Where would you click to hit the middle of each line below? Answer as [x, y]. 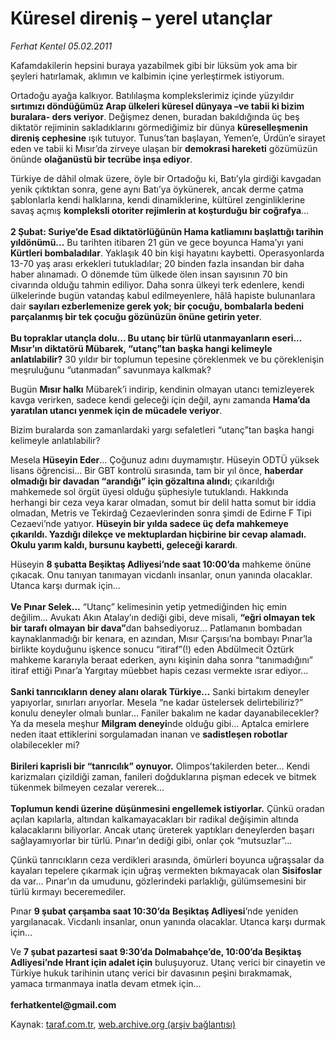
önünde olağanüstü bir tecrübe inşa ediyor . [101, 159]
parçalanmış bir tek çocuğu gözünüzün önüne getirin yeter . [136, 316]
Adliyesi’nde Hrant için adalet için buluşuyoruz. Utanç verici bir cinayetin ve [168, 962]
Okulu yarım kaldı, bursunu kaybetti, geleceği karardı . [124, 544]
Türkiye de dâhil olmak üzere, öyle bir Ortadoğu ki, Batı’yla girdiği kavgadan [166, 178]
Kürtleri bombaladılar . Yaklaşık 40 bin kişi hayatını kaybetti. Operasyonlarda [167, 253]
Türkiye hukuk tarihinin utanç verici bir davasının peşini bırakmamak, [151, 973]
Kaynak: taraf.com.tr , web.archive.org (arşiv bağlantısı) [123, 1024]
